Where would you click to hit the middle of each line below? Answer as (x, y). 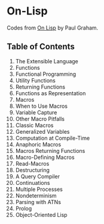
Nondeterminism (36, 195)
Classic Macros (34, 125)
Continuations (33, 182)
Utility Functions (35, 80)
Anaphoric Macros (38, 144)
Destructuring (33, 170)
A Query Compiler (38, 176)
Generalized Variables (42, 131)
